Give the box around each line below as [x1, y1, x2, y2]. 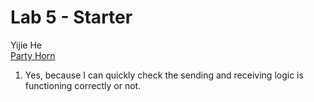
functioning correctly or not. [24, 79, 142, 91]
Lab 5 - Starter [10, 6, 133, 29]
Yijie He [10, 39, 42, 51]
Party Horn [10, 49, 56, 61]
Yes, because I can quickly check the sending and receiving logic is [24, 69, 304, 81]
